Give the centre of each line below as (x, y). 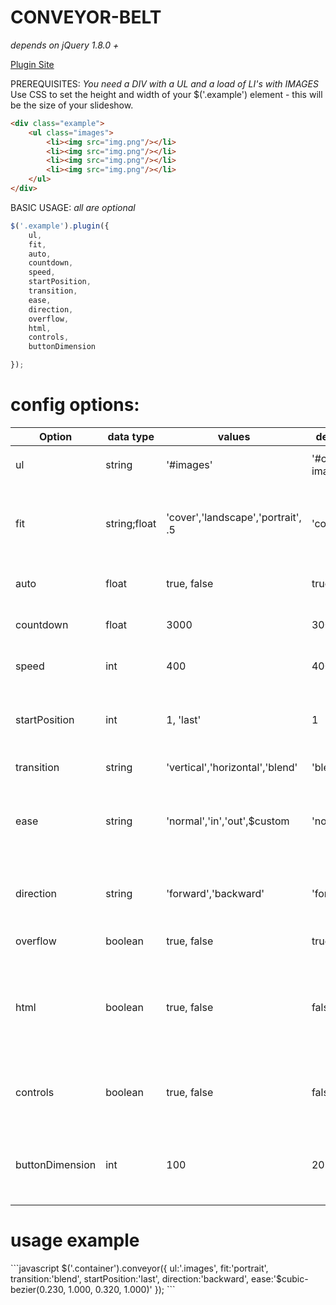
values (234, 436)
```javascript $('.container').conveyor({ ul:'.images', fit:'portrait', (139, 1268)
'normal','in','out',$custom (228, 821)
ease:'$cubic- (279, 1278)
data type (131, 436)
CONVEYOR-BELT (86, 17)
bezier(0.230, (38, 1289)
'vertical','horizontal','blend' (232, 767)
